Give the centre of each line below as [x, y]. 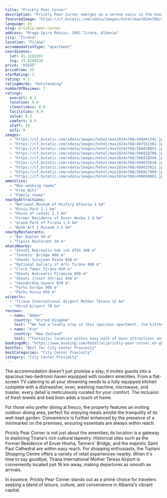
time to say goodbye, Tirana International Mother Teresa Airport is [73, 459]
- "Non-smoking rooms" [33, 186]
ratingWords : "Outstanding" [34, 84]
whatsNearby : [19, 246]
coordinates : [19, 51]
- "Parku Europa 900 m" [34, 288]
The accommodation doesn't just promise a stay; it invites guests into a [78, 371]
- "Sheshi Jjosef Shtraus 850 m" [44, 278]
